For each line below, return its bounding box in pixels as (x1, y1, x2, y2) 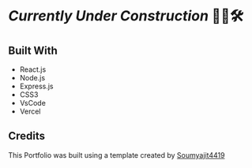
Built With (8, 43, 58, 57)
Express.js (19, 81, 54, 91)
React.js (19, 65, 47, 74)
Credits (8, 129, 46, 143)
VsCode (19, 99, 46, 107)
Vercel (19, 106, 41, 116)
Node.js (19, 73, 46, 82)
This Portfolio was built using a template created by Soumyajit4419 (8, 150, 225, 159)
